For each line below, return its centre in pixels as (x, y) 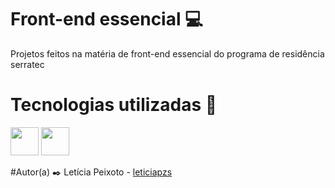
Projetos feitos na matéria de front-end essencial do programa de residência (167, 53)
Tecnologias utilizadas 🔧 (114, 105)
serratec (27, 64)
